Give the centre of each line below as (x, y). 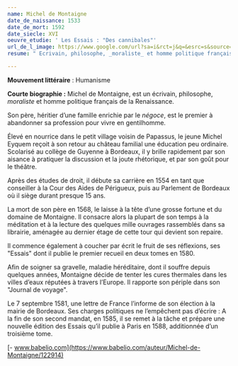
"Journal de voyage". (38, 289)
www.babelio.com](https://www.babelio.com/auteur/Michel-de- (107, 347)
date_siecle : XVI (33, 34)
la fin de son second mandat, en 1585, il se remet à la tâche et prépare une (116, 318)
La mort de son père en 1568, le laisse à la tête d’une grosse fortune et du (115, 209)
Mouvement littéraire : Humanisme (59, 80)
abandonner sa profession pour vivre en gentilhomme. (87, 122)
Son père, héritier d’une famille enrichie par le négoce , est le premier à (110, 115)
